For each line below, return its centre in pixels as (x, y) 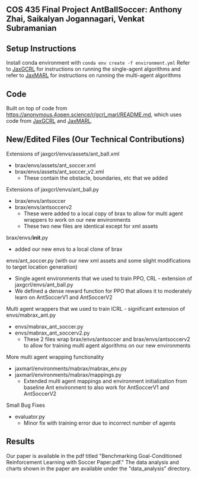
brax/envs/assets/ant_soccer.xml (55, 165)
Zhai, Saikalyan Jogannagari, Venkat (75, 19)
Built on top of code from (37, 109)
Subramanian (31, 28)
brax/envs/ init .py (27, 237)
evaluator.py (30, 416)
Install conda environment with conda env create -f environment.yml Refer (98, 63)
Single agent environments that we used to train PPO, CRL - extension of (103, 278)
